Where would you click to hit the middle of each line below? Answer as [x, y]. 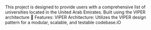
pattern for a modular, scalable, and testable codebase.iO [63, 22]
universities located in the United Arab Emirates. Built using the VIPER [75, 12]
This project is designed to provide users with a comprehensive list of [75, 7]
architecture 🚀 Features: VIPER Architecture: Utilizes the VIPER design [75, 17]
